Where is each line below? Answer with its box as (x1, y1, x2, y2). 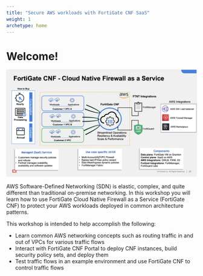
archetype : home (6, 22, 47, 28)
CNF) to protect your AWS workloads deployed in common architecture (6, 202, 184, 209)
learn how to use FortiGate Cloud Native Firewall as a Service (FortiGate (6, 195, 185, 203)
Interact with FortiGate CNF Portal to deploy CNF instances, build (14, 245, 177, 252)
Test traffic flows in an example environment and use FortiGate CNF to (14, 258, 190, 265)
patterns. (6, 209, 29, 216)
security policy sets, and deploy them (14, 251, 109, 258)
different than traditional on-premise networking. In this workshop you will (6, 189, 190, 197)
